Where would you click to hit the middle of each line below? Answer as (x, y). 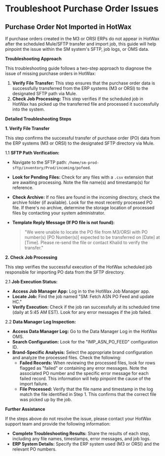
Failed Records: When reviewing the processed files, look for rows (87, 363)
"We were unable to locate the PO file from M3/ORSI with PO (86, 232)
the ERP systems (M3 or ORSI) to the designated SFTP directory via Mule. (80, 143)
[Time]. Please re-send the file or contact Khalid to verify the (86, 243)
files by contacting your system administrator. (59, 213)
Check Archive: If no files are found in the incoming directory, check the (86, 197)
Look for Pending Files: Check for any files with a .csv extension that (83, 177)
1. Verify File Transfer (27, 128)
